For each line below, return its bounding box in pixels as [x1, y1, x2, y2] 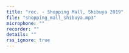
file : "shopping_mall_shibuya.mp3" [6, 15, 97, 21]
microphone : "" [6, 20, 45, 26]
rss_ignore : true [6, 37, 51, 43]
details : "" [6, 32, 37, 38]
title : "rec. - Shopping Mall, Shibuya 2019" [6, 9, 124, 15]
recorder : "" [6, 26, 40, 32]
